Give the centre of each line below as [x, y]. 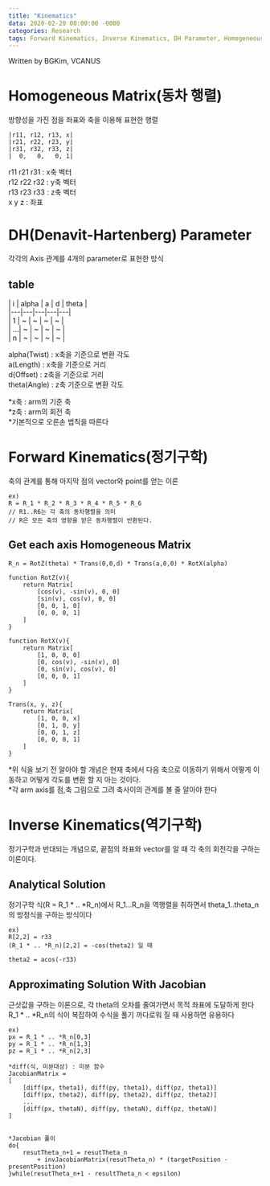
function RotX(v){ [39, 641]
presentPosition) [37, 1167]
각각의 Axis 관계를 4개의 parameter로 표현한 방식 [86, 259]
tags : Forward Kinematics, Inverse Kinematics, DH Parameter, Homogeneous [136, 38]
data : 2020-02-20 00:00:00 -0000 [64, 23]
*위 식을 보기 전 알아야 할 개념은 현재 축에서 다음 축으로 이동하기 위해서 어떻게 [130, 769]
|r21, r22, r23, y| [41, 142]
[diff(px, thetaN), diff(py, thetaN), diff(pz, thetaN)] [120, 1109]
